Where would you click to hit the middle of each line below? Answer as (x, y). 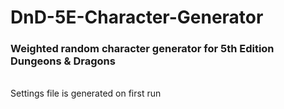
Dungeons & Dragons (63, 61)
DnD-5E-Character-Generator (137, 17)
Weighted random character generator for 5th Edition (142, 49)
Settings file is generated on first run (86, 93)
